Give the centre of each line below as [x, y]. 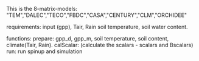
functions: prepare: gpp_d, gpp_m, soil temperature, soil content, [88, 38]
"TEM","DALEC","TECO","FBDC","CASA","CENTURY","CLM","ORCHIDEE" [97, 15]
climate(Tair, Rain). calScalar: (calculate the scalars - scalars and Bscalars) [100, 45]
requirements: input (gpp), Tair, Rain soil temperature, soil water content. [97, 27]
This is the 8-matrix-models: [42, 9]
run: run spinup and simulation [44, 51]
